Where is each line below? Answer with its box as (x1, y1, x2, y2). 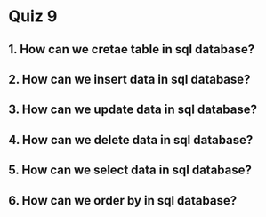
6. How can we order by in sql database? (8, 193, 238, 208)
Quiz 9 (8, 6, 58, 27)
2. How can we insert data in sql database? (8, 71, 251, 86)
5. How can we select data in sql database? (8, 163, 253, 178)
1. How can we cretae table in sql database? (8, 42, 255, 57)
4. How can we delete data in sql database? (8, 132, 254, 148)
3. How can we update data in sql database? (8, 102, 257, 117)
